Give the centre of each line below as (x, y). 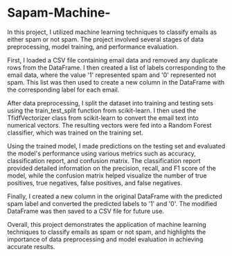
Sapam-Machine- (59, 13)
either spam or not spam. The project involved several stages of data (106, 39)
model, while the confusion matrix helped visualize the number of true (107, 176)
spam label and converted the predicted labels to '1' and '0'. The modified (112, 203)
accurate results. (31, 246)
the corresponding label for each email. (63, 89)
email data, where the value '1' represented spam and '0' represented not (112, 75)
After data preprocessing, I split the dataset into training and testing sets (110, 103)
